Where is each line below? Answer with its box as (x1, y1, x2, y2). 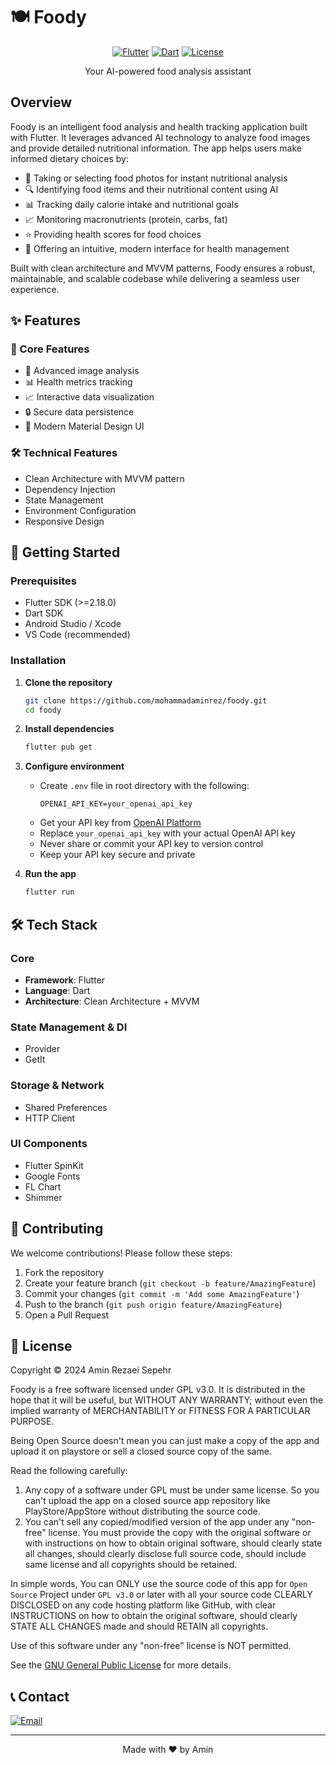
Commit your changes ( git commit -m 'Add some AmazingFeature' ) (24, 1287, 300, 1299)
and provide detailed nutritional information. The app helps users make (10, 142, 302, 154)
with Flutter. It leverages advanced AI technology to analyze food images (10, 131, 311, 143)
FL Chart (24, 1180, 62, 1193)
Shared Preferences (24, 1101, 108, 1113)
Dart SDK (24, 607, 64, 619)
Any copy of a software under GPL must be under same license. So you (24, 1484, 320, 1496)
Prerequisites (10, 574, 77, 588)
